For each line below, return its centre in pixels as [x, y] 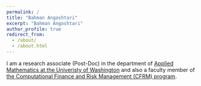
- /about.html [30, 46]
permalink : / [23, 12]
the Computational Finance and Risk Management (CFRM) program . [92, 76]
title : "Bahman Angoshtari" [42, 18]
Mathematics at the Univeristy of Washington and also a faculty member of [101, 70]
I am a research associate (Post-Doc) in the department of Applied [90, 63]
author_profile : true [34, 29]
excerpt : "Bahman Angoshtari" [45, 23]
